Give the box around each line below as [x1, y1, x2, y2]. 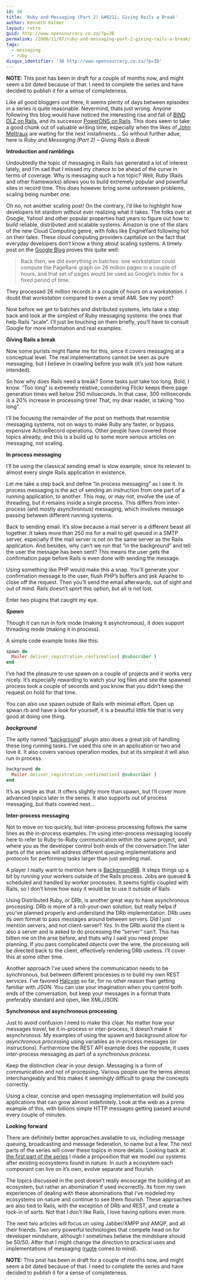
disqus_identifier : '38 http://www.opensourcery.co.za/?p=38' [6, 58, 162, 64]
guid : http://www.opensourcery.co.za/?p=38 [6, 31, 115, 37]
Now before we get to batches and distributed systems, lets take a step [6, 305, 180, 312]
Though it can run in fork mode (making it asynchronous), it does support [6, 619, 184, 626]
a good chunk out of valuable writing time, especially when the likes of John [6, 124, 191, 131]
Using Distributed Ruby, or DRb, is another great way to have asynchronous [6, 896, 190, 904]
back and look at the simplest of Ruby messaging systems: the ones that [6, 312, 183, 319]
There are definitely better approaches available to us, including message [6, 1134, 185, 1141]
